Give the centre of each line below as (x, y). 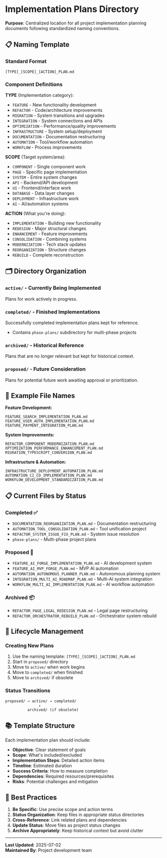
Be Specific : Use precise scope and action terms (63, 810)
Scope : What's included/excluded (47, 755)
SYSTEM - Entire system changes (44, 177)
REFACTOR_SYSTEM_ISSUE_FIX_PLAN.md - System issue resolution (76, 534)
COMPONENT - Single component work (49, 166)
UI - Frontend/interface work (42, 188)
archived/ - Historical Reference (44, 345)
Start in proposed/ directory (40, 662)
